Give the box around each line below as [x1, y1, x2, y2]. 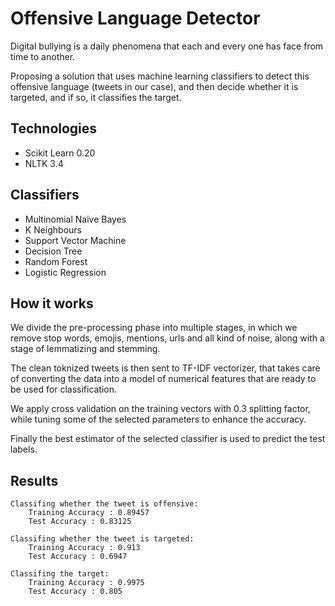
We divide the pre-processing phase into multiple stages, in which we [10, 322, 298, 334]
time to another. [10, 50, 76, 62]
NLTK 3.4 [24, 157, 64, 169]
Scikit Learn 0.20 [24, 147, 96, 159]
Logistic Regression [24, 266, 107, 278]
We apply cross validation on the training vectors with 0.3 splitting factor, [10, 403, 311, 415]
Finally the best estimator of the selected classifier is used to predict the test [10, 433, 326, 445]
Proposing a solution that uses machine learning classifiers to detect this [10, 70, 310, 82]
